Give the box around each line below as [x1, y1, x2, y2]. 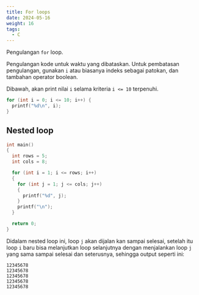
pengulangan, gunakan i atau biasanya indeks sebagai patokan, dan [6, 67, 179, 74]
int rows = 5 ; [12, 153, 48, 159]
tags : [6, 26, 20, 32]
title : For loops [6, 9, 51, 15]
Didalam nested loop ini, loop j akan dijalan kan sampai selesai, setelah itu [6, 237, 194, 245]
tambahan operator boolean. [6, 73, 78, 81]
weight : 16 [6, 20, 34, 26]
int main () [6, 141, 34, 147]
